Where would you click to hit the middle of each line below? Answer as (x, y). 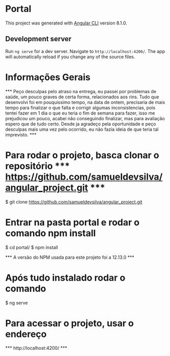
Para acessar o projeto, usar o (69, 323)
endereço (26, 334)
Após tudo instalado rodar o (65, 278)
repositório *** (38, 166)
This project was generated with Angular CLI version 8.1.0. (66, 23)
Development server (38, 39)
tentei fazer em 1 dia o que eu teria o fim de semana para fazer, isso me (80, 113)
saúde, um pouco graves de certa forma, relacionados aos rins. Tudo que (82, 97)
